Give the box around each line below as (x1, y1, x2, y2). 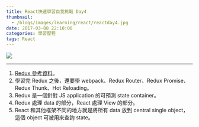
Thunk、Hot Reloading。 (31, 84, 92, 92)
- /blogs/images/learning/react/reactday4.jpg (11, 19, 129, 25)
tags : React (6, 36, 36, 42)
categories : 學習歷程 (6, 31, 56, 37)
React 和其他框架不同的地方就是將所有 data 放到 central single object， (14, 107, 188, 113)
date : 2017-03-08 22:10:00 (6, 25, 73, 31)
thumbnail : (6, 14, 33, 20)
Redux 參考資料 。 (14, 70, 58, 77)
